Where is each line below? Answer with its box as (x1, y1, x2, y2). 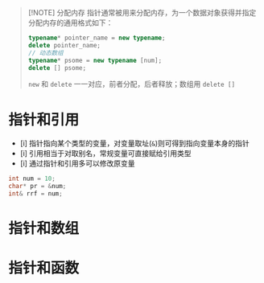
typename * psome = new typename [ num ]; (27, 56, 163, 64)
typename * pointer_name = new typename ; (27, 34, 166, 42)
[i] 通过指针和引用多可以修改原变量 (19, 158, 135, 168)
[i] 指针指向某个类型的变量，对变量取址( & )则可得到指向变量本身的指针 (19, 138, 250, 148)
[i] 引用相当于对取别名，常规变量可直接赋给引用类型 (19, 149, 192, 158)
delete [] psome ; (27, 64, 87, 72)
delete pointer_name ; (27, 41, 101, 49)
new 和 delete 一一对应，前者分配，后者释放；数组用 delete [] (27, 80, 236, 89)
